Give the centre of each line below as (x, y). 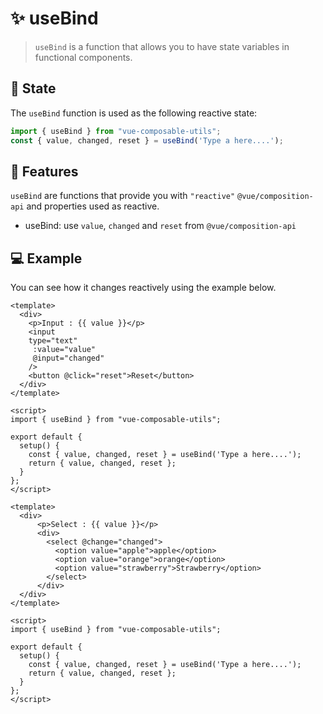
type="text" (53, 341)
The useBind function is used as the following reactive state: (134, 113)
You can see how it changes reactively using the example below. (143, 288)
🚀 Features (44, 171)
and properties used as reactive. (93, 206)
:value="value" (64, 350)
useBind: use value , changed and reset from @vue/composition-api (160, 226)
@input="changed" (68, 358)
